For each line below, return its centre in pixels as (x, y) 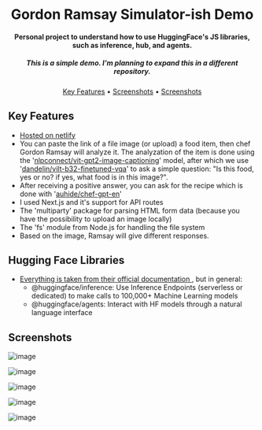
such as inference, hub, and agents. (132, 45)
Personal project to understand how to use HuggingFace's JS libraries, (132, 36)
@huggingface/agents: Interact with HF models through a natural (137, 304)
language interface (62, 313)
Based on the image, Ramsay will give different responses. (114, 235)
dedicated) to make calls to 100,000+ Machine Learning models (135, 296)
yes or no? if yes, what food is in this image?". (94, 177)
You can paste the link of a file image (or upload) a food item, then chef (135, 143)
